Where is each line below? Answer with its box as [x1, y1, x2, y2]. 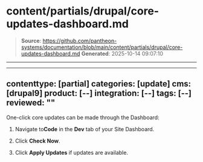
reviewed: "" [6, 98, 56, 108]
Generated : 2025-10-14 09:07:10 [81, 50, 164, 57]
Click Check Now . [14, 137, 60, 144]
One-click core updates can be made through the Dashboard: [6, 114, 159, 121]
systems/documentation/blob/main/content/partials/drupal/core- [21, 44, 183, 51]
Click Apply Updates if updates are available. [14, 149, 129, 156]
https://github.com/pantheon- [42, 37, 117, 44]
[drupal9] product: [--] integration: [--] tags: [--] [6, 88, 192, 99]
